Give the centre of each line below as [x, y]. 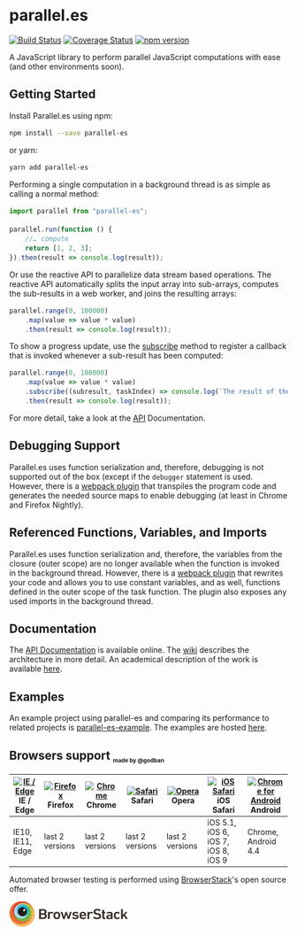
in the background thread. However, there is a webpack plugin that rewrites [146, 573]
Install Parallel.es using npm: [61, 115]
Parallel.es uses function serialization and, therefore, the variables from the [146, 553]
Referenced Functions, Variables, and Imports [138, 533]
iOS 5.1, [222, 822]
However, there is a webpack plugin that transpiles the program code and [143, 486]
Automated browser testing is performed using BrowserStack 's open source [148, 880]
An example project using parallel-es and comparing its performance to [139, 718]
